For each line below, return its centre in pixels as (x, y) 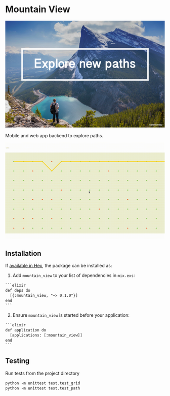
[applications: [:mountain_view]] (46, 336)
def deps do (18, 291)
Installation (23, 253)
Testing (17, 361)
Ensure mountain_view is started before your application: (71, 315)
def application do (26, 330)
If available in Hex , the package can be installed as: (59, 266)
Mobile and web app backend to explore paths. (54, 135)
